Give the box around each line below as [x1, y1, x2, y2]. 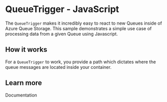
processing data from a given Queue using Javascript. [5, 31, 118, 37]
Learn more [5, 79, 42, 87]
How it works [5, 45, 47, 54]
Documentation [5, 92, 37, 98]
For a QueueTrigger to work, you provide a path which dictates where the [5, 59, 156, 65]
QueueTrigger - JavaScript [5, 4, 120, 15]
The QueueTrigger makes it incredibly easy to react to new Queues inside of [5, 20, 162, 26]
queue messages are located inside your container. [5, 64, 112, 70]
